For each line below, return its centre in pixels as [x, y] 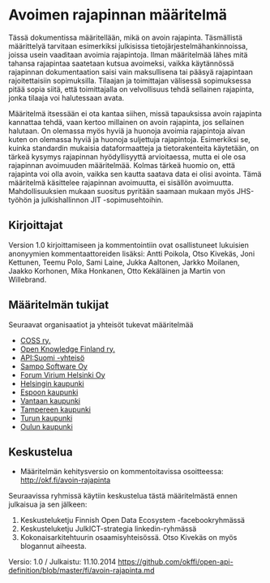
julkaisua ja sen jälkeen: [48, 504]
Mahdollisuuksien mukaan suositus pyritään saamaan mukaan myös [122, 191]
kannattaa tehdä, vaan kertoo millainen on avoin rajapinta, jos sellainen [126, 122]
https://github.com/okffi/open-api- [175, 562]
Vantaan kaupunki [50, 400]
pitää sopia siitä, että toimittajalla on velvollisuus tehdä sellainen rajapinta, [131, 89]
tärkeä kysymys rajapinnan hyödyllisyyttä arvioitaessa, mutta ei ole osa [127, 157]
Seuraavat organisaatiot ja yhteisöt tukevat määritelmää [101, 324]
